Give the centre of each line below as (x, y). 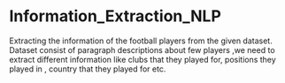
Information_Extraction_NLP (115, 16)
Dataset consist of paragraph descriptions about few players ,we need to (142, 49)
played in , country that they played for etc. (88, 69)
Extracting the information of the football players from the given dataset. (141, 41)
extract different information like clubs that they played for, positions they (142, 59)
